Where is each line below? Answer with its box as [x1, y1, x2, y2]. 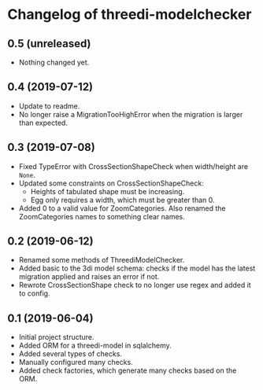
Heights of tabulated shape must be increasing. [30, 186, 185, 196]
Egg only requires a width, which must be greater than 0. [30, 195, 215, 204]
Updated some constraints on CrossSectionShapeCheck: [18, 178, 204, 188]
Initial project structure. [18, 333, 95, 342]
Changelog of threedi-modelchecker [7, 6, 252, 24]
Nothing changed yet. [18, 57, 90, 67]
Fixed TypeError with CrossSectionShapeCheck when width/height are [18, 161, 249, 171]
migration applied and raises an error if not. [18, 272, 160, 281]
